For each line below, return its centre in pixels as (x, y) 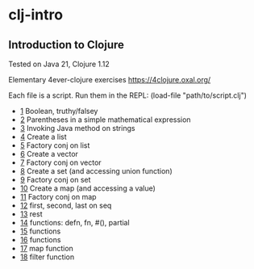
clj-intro (35, 15)
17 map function (47, 248)
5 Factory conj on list (55, 145)
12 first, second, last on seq (66, 205)
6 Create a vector (49, 154)
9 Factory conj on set (55, 180)
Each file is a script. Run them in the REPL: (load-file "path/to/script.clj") (128, 95)
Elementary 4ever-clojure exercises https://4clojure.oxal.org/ (110, 80)
